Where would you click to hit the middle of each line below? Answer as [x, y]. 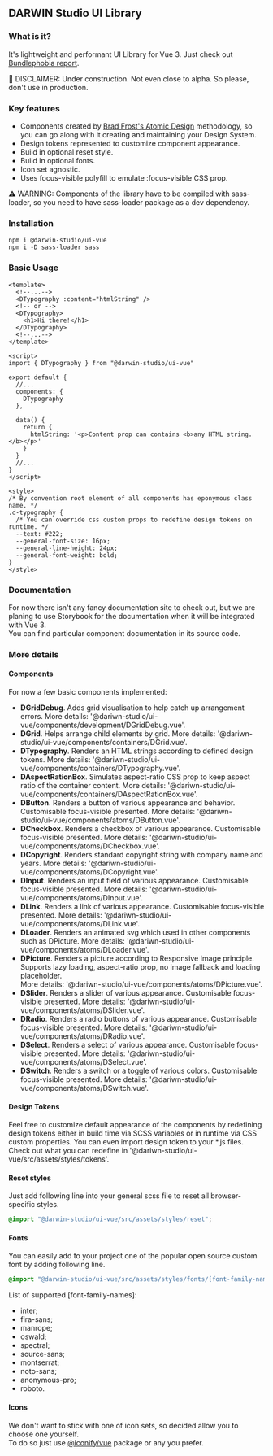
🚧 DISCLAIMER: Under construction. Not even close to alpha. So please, [129, 78]
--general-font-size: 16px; [63, 541]
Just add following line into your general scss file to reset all [109, 1196]
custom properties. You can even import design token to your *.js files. [126, 1142]
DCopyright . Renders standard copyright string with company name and [142, 854]
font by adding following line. [57, 1265]
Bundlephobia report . [44, 63]
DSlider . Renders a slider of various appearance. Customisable [126, 993]
